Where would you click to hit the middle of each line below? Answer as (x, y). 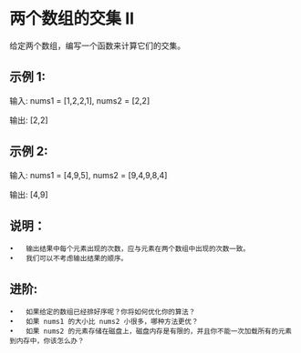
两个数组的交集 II (72, 19)
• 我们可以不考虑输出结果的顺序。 (68, 259)
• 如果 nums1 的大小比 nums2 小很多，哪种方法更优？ (104, 322)
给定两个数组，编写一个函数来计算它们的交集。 (97, 45)
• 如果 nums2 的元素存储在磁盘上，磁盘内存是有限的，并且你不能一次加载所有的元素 (150, 332)
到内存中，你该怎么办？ (47, 341)
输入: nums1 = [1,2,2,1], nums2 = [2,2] (80, 100)
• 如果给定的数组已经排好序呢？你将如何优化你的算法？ (103, 312)
